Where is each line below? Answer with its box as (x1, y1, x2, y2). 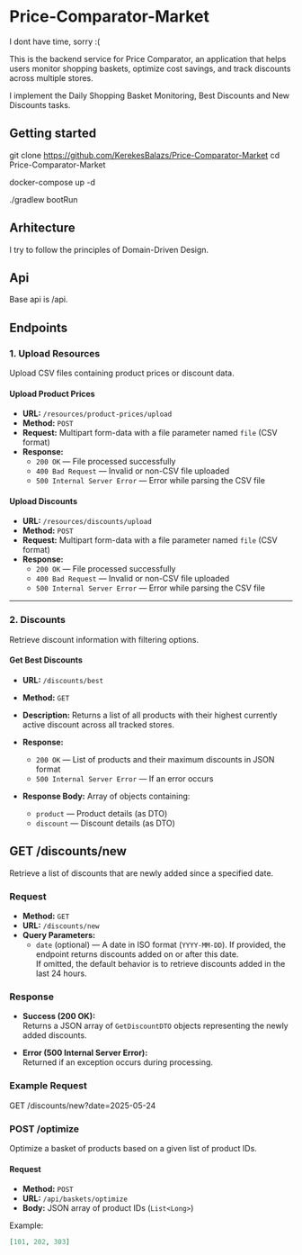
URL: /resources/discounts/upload (22, 516, 153, 527)
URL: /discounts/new (22, 920, 101, 931)
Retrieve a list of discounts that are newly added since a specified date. (9, 867, 274, 879)
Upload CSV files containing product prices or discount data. (9, 367, 235, 379)
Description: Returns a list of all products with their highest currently (22, 709, 278, 720)
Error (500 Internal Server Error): (22, 1047, 148, 1059)
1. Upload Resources (9, 347, 101, 359)
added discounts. (22, 1030, 87, 1041)
